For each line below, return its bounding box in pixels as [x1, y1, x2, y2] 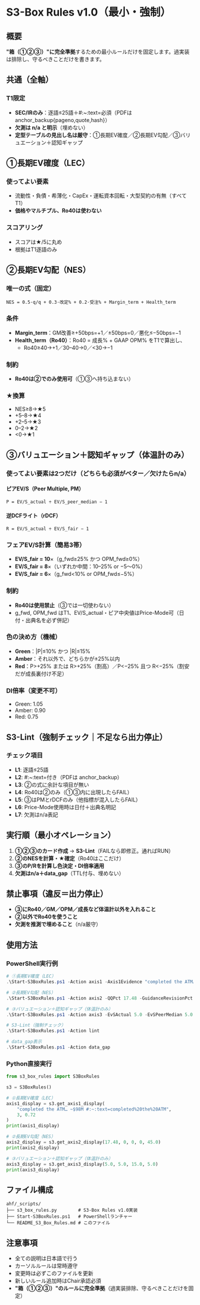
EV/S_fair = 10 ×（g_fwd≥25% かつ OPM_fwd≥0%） [14, 556, 143, 563]
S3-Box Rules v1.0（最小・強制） [6, 5, 171, 19]
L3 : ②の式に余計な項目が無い [14, 781, 89, 788]
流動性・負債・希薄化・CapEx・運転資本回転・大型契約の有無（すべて [14, 192, 187, 199]
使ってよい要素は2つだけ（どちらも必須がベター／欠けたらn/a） [6, 469, 190, 477]
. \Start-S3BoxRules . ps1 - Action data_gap [6, 1044, 111, 1050]
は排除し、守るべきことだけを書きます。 [6, 56, 105, 63]
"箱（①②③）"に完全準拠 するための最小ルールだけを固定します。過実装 [6, 48, 190, 55]
